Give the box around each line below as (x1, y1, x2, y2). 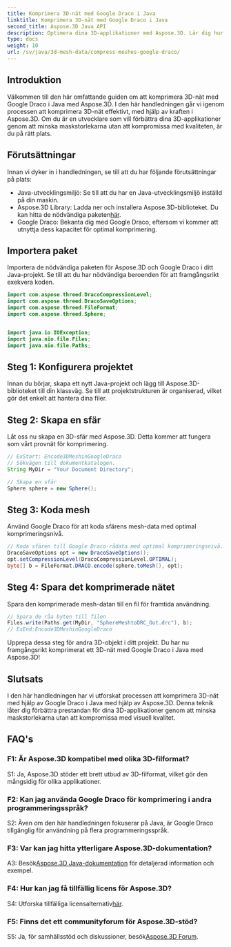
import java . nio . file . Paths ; (7, 342, 91, 349)
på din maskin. (17, 195, 59, 204)
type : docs (7, 36, 39, 43)
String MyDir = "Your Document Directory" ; (7, 466, 134, 473)
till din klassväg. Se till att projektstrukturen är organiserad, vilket (38, 387, 222, 395)
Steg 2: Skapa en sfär (7, 414, 101, 425)
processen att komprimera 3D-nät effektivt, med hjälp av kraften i (7, 107, 193, 115)
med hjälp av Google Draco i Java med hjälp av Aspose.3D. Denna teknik (7, 699, 214, 707)
